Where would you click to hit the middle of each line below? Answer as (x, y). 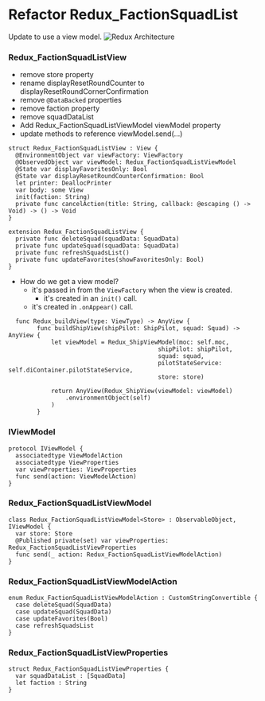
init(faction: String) (53, 197)
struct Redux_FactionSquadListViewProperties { (89, 669)
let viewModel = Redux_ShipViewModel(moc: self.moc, (140, 343)
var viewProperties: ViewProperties (76, 469)
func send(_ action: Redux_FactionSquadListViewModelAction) (119, 555)
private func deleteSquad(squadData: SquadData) (97, 239)
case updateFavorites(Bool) (62, 619)
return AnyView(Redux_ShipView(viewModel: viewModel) (142, 391)
